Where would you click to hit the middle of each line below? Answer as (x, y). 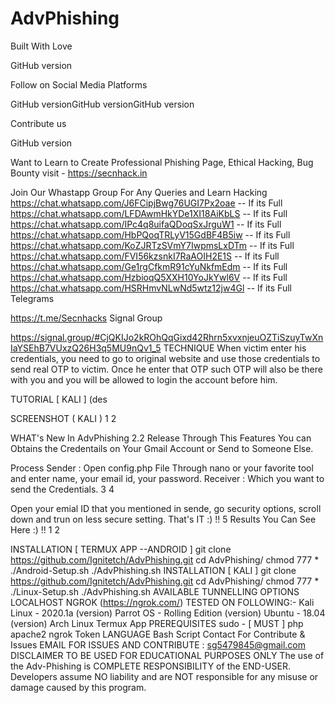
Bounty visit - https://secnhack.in (79, 173)
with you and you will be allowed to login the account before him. (144, 379)
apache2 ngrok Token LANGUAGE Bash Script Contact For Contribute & (158, 634)
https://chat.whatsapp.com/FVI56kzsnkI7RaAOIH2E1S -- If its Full (145, 256)
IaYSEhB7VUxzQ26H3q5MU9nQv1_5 (86, 348)
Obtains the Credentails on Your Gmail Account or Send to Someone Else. (162, 448)
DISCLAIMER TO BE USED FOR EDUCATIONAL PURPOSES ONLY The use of (167, 655)
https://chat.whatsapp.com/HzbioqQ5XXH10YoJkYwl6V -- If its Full (149, 277)
